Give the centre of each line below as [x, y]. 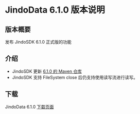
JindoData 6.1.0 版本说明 [55, 10]
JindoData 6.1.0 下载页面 [30, 107]
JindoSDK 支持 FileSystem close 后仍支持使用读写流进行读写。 [75, 77]
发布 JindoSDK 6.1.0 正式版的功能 [38, 42]
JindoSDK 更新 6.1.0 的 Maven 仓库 [47, 71]
